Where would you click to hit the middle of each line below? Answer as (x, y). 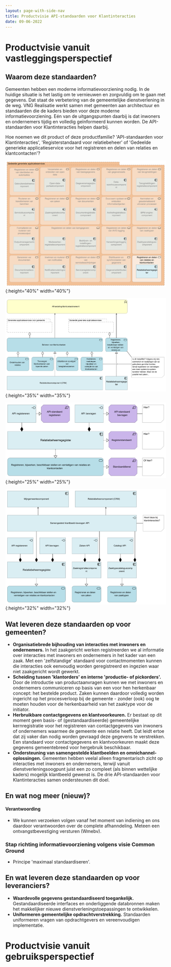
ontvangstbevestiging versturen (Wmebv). (57, 831)
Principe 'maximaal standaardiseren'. (52, 861)
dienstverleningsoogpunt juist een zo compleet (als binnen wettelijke (85, 769)
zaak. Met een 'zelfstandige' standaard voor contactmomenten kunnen (87, 661)
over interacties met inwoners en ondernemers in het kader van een (84, 655)
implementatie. (28, 925)
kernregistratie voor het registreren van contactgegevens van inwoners (88, 726)
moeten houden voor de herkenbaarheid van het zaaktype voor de (83, 704)
